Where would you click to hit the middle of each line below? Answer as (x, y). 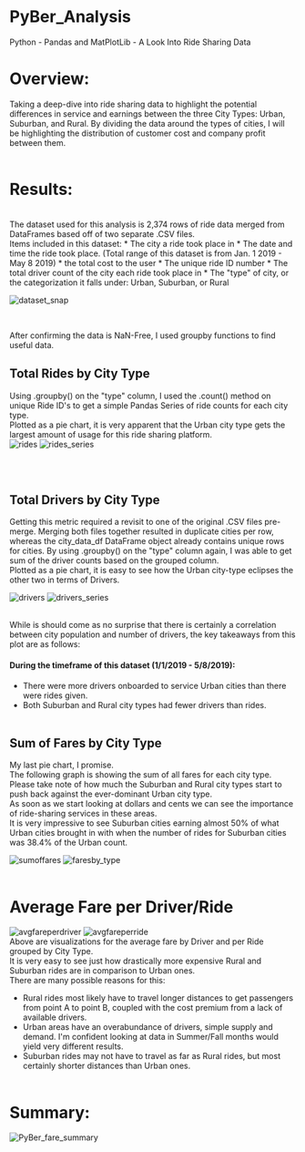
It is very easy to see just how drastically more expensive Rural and (136, 961)
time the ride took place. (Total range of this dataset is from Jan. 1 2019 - (146, 253)
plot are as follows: (45, 644)
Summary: (50, 1112)
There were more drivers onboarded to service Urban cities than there (154, 685)
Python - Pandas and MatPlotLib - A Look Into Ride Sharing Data (130, 42)
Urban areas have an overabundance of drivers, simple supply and (147, 1027)
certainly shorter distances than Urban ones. (107, 1066)
